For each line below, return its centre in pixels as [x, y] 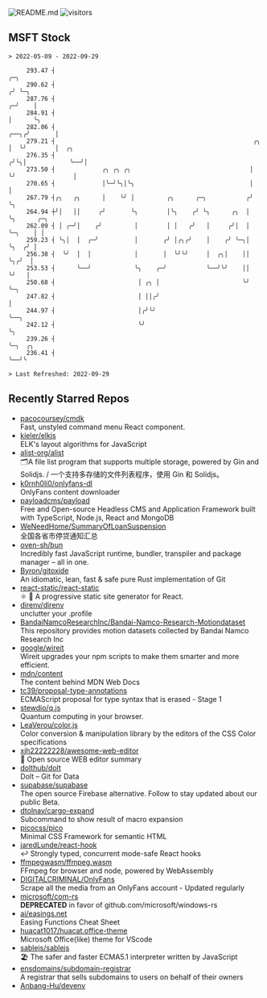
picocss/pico [41, 828]
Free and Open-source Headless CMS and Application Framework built [138, 509]
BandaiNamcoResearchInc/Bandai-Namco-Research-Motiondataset [132, 622]
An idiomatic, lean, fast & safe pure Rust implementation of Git [123, 579]
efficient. [35, 665]
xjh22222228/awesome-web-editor [79, 750]
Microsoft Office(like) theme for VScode [86, 939]
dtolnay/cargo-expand [57, 810]
